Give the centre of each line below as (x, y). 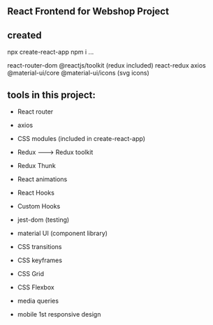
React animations (42, 179)
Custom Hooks (39, 206)
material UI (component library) (63, 234)
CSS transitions (39, 247)
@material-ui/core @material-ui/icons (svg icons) (78, 73)
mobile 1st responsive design (59, 315)
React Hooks (36, 193)
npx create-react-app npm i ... (51, 52)
